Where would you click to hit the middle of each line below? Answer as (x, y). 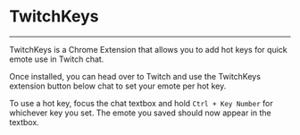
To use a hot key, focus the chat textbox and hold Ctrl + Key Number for (142, 103)
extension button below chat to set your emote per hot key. (118, 86)
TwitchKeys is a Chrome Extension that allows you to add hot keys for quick (148, 49)
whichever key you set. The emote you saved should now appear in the (140, 113)
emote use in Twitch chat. (57, 59)
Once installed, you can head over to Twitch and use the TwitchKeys (135, 76)
